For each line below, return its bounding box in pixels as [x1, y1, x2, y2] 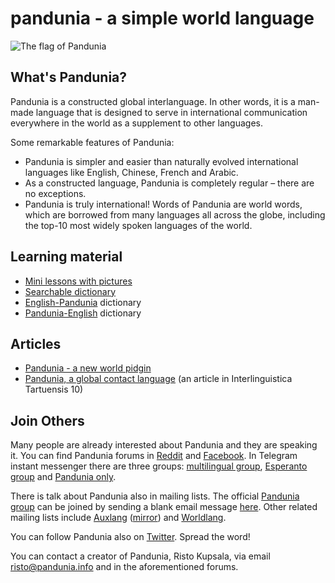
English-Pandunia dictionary [24, 296, 142, 308]
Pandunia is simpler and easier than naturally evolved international [24, 155, 299, 167]
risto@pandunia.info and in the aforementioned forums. [10, 561, 239, 573]
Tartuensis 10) [24, 383, 84, 396]
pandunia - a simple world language [10, 7, 315, 30]
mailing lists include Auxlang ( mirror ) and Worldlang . [10, 512, 227, 524]
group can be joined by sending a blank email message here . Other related [10, 501, 318, 513]
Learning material [10, 248, 123, 266]
